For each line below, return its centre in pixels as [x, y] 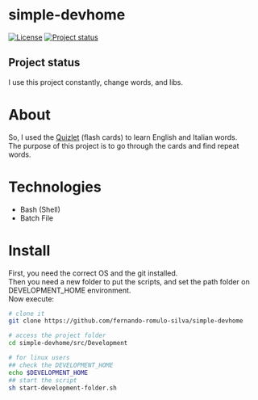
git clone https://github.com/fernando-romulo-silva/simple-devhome [126, 321]
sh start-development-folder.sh [62, 388]
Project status [44, 63]
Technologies [55, 187]
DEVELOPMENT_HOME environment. [70, 290]
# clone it [27, 314]
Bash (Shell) [40, 209]
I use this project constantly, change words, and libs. [96, 82]
